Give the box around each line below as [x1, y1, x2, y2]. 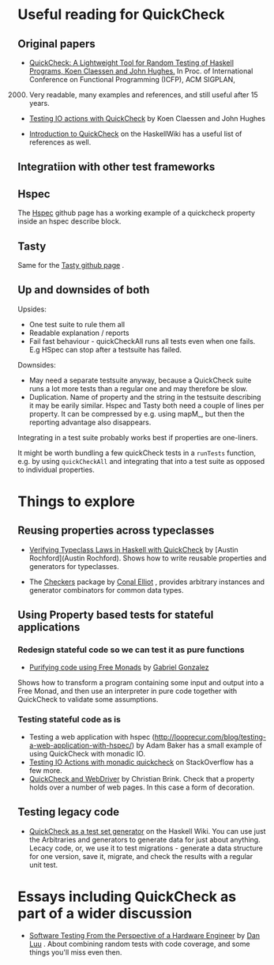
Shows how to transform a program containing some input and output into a [17, 677, 265, 687]
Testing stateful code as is [17, 714, 122, 725]
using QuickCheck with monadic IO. [28, 748, 146, 758]
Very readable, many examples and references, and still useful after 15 [28, 90, 258, 100]
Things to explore [17, 492, 136, 511]
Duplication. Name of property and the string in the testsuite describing [28, 392, 261, 401]
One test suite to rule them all [28, 319, 126, 329]
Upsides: [17, 304, 47, 314]
